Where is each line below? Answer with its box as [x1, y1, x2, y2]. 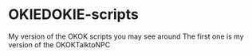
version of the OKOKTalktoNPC [8, 39, 111, 49]
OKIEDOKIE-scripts [8, 6, 140, 24]
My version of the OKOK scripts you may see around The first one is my [8, 32, 245, 41]
